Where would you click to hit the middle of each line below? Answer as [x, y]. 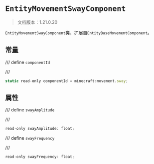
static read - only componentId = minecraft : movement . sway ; [67, 81]
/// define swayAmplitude [30, 110]
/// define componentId [28, 62]
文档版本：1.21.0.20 [37, 22]
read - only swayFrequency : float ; [40, 157]
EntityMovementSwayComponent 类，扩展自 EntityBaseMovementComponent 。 [78, 33]
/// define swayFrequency [30, 138]
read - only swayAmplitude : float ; [40, 129]
